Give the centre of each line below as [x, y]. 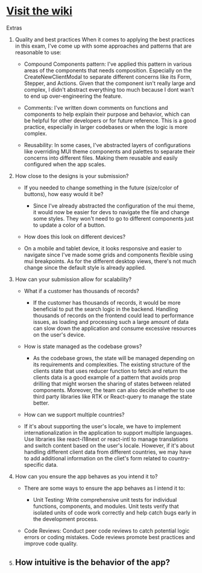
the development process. [65, 519]
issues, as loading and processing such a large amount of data [111, 321]
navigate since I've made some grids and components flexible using [108, 255]
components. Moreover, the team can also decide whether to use [114, 390]
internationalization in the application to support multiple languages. [108, 432]
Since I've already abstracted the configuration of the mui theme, [114, 206]
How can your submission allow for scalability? [73, 279]
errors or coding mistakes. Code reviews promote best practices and [109, 537]
